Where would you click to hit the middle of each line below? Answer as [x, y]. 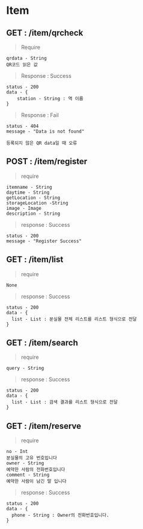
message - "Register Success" [44, 241]
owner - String [25, 463]
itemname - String [29, 187]
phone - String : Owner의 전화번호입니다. [60, 515]
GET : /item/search [42, 343]
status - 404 [23, 126]
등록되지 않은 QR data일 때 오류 [42, 143]
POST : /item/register [47, 161]
